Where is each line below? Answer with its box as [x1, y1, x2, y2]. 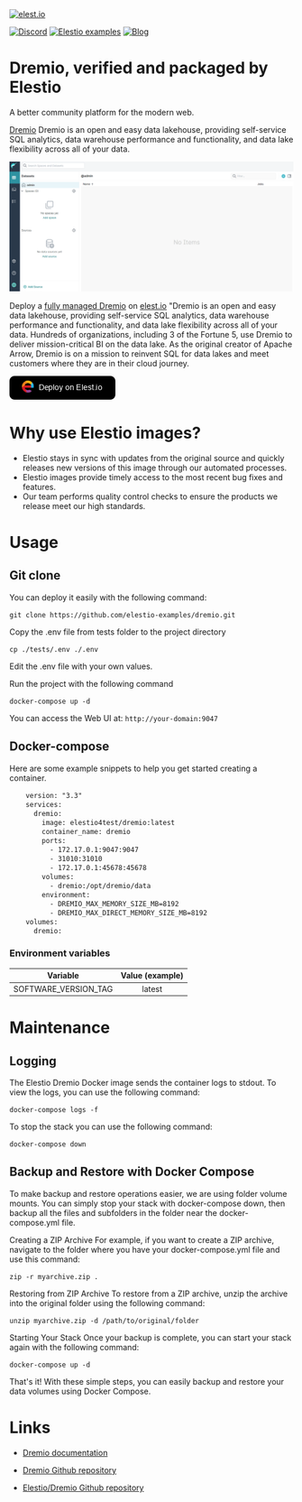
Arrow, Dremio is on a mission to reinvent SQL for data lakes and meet [9, 348, 270, 359]
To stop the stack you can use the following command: [9, 1121, 214, 1132]
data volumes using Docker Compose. [9, 1386, 151, 1396]
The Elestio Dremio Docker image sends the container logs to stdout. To [9, 1078, 277, 1089]
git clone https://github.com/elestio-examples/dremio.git [9, 610, 236, 619]
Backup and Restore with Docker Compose [9, 1164, 255, 1180]
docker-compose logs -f [9, 1106, 99, 1115]
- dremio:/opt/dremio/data [49, 881, 151, 890]
